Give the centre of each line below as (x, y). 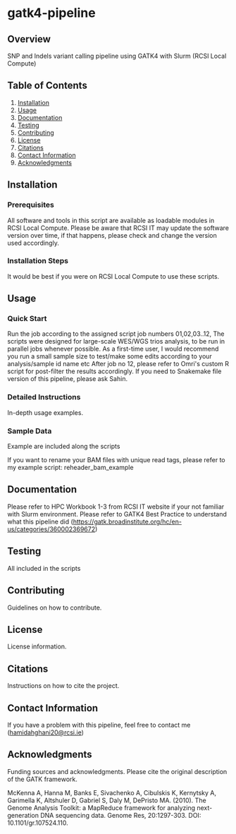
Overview (29, 39)
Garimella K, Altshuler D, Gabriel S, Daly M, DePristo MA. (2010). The (107, 800)
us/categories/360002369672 (51, 529)
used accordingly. (33, 243)
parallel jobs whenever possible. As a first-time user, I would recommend (113, 349)
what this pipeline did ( (41, 521)
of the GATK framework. (42, 779)
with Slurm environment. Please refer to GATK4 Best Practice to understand (117, 514)
